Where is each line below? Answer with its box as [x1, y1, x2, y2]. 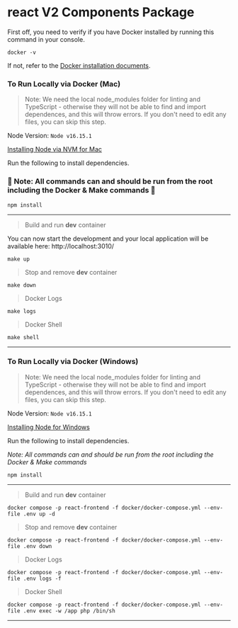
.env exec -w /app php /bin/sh [23, 607, 115, 615]
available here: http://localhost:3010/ [7, 241, 115, 250]
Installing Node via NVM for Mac [7, 145, 103, 154]
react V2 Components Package [7, 4, 195, 21]
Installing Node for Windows [7, 423, 90, 431]
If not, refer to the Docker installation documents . [7, 61, 151, 69]
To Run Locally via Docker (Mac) [7, 79, 121, 89]
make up [7, 256, 30, 263]
